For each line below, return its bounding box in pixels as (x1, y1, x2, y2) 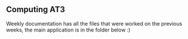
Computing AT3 (6, 5, 65, 15)
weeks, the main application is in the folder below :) (6, 26, 131, 33)
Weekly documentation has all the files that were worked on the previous (6, 20, 183, 27)
